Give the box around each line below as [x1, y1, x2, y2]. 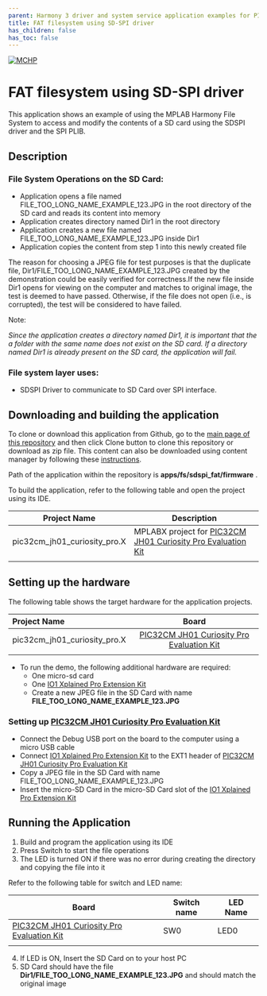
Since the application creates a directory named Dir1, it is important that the [8, 330, 257, 340]
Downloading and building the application [8, 408, 219, 422]
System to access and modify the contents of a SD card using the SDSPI [8, 118, 246, 128]
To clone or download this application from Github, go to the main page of [8, 429, 250, 438]
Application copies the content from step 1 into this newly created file [19, 241, 247, 251]
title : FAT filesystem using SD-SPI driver [8, 19, 155, 27]
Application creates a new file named [19, 225, 141, 234]
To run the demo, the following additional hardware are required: [19, 662, 231, 672]
